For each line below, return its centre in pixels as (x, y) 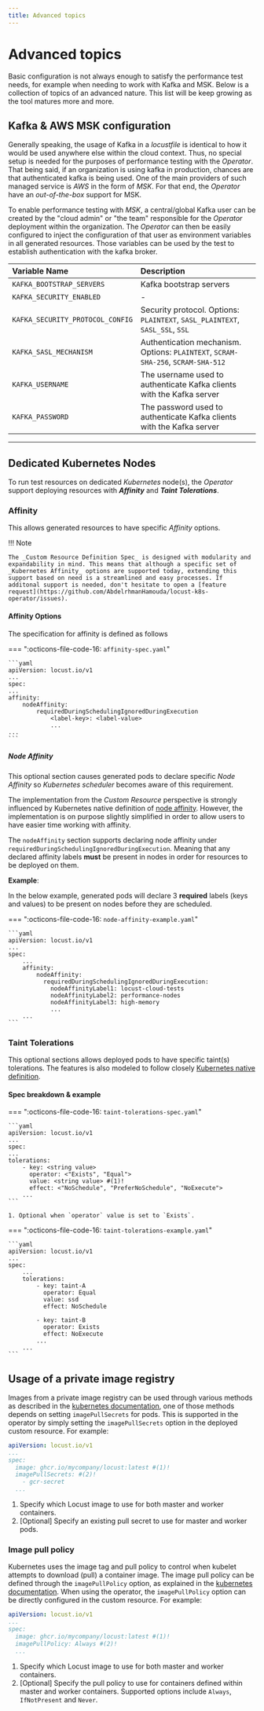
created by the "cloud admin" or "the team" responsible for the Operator (125, 218)
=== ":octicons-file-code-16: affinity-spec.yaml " (89, 648)
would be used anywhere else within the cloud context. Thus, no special (125, 153)
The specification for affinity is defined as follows (88, 633)
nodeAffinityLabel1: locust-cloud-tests (117, 988)
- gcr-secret (44, 1482)
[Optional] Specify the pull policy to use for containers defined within (131, 1683)
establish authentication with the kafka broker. (83, 252)
